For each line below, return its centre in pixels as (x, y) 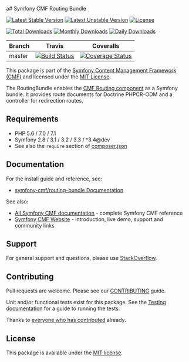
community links (34, 225)
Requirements (32, 119)
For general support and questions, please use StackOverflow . (82, 258)
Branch (19, 46)
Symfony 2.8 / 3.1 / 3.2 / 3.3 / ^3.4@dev (62, 139)
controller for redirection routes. (45, 101)
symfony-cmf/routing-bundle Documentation (69, 190)
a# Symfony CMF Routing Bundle (46, 9)
